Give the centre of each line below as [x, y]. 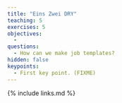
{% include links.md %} [42, 93]
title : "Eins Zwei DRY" [42, 14]
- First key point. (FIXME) [55, 73]
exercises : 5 [26, 27]
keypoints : [23, 66]
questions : [23, 47]
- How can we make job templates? [64, 54]
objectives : [25, 34]
